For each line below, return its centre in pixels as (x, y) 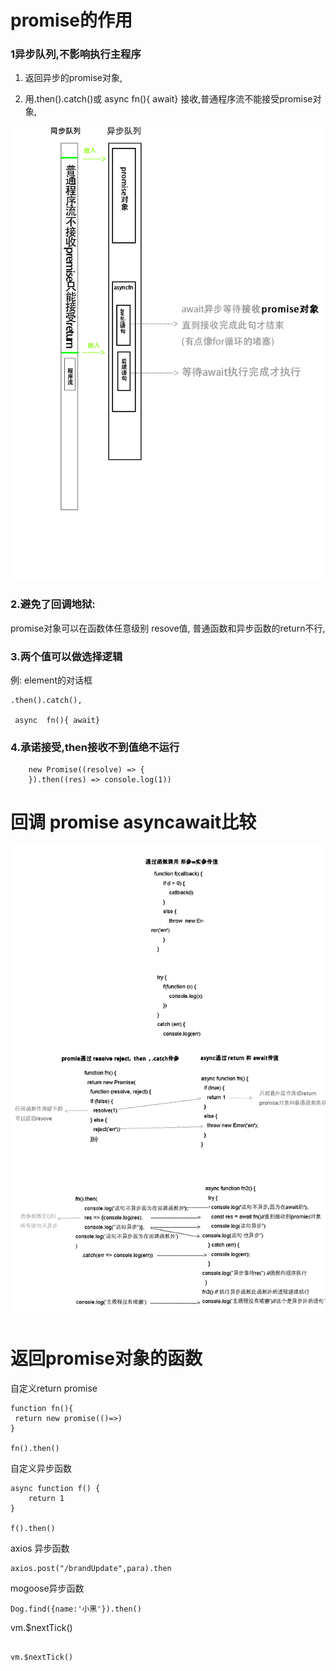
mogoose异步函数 (47, 1588)
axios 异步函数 (40, 1548)
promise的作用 (71, 20)
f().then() (33, 1528)
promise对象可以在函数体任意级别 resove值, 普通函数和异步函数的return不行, (168, 628)
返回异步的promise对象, (73, 78)
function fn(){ (42, 1408)
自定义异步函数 (41, 1468)
